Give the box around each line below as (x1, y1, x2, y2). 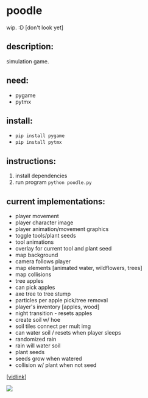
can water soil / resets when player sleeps (15, 329, 121, 336)
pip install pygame (15, 133, 65, 139)
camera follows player (15, 258, 71, 265)
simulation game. (6, 57, 50, 65)
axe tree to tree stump (15, 290, 71, 297)
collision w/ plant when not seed (15, 361, 97, 369)
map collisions (15, 271, 52, 278)
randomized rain (15, 336, 57, 343)
